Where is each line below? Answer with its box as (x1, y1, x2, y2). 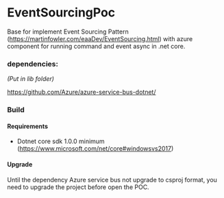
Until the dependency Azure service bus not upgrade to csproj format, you (7, 175, 218, 184)
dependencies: (7, 59, 58, 69)
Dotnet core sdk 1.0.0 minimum (16, 137, 105, 145)
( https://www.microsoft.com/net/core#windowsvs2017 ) (16, 145, 174, 153)
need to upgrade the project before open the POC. (7, 183, 149, 191)
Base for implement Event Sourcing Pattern (7, 27, 129, 36)
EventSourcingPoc (7, 5, 116, 21)
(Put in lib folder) (7, 75, 55, 83)
